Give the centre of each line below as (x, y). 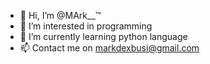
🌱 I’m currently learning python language (103, 36)
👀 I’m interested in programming (86, 26)
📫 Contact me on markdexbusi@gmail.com (109, 48)
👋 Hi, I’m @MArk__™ (60, 15)
